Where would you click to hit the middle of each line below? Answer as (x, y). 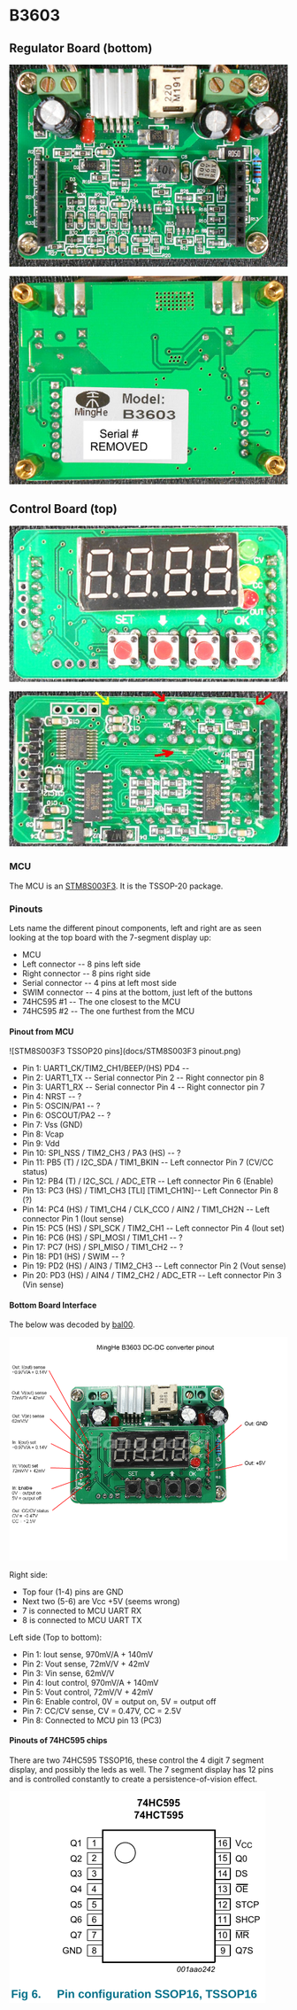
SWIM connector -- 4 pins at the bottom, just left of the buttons (137, 992)
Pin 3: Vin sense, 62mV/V (68, 1673)
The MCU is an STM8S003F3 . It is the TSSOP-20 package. (116, 886)
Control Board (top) (63, 509)
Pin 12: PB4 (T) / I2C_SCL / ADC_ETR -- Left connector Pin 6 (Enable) (148, 1181)
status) (35, 1172)
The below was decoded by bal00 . (72, 1324)
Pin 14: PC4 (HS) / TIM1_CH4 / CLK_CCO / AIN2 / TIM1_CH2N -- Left (145, 1209)
